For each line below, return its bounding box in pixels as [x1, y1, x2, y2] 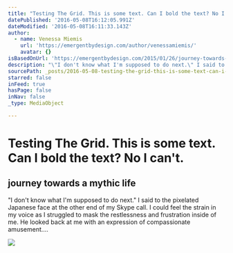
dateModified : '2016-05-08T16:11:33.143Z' [8, 23, 132, 30]
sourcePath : [8, 68, 42, 74]
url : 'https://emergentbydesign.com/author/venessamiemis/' [20, 42, 197, 49]
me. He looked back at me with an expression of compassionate [8, 218, 191, 226]
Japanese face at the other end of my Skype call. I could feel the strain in [8, 203, 216, 211]
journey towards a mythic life [8, 177, 136, 190]
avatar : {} [20, 49, 52, 56]
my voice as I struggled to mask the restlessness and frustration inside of [8, 210, 217, 219]
